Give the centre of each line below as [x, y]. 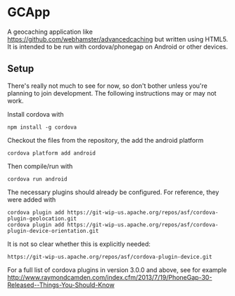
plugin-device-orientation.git [53, 231]
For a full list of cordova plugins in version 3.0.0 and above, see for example [117, 270]
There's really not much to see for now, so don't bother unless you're [107, 86]
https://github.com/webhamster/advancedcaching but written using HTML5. [118, 39]
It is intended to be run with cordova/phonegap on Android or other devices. [118, 46]
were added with [32, 199]
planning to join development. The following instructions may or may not [112, 93]
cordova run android [38, 179]
